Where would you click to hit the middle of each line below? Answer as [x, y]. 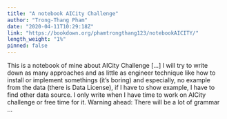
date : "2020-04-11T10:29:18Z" [51, 26]
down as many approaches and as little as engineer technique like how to [111, 73]
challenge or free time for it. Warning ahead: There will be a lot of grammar [113, 102]
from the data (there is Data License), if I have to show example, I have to [111, 88]
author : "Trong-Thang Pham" [48, 20]
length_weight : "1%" [37, 39]
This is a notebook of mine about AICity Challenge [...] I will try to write [108, 65]
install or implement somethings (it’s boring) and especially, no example [109, 80]
